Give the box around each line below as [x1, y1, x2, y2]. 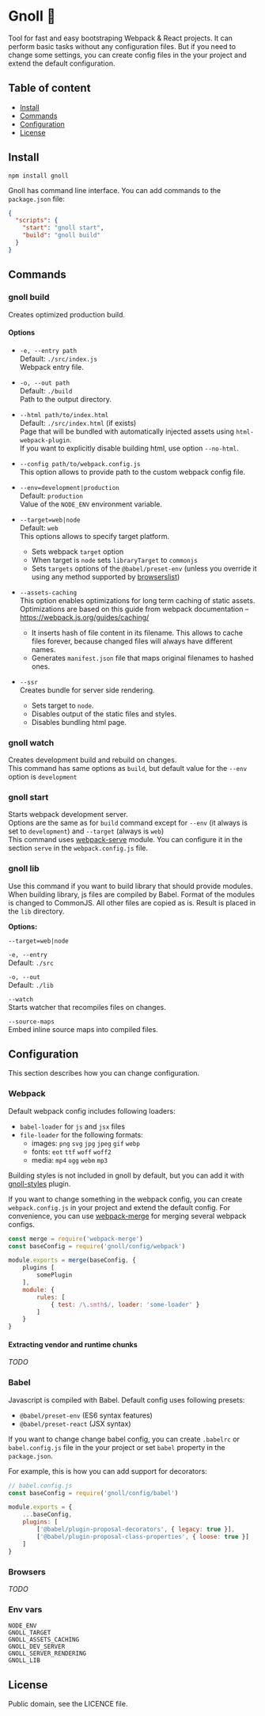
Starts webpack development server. [8, 810, 128, 819]
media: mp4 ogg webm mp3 [31, 1155, 108, 1164]
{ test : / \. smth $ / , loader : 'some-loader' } [50, 1300, 200, 1308]
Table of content [8, 82, 91, 95]
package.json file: [8, 194, 66, 203]
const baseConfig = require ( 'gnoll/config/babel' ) [8, 1489, 179, 1497]
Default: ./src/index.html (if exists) [19, 418, 137, 427]
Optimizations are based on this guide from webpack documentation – [19, 604, 249, 613]
